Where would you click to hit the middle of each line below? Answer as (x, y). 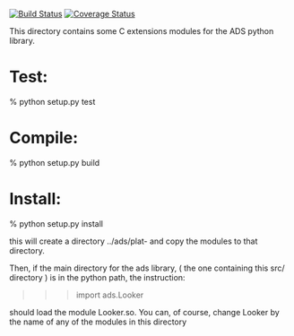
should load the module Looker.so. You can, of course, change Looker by (144, 312)
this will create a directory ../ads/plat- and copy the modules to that (134, 241)
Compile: (44, 138)
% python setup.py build (55, 162)
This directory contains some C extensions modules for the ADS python (142, 31)
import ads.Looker (110, 295)
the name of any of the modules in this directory (98, 322)
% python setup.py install (56, 223)
